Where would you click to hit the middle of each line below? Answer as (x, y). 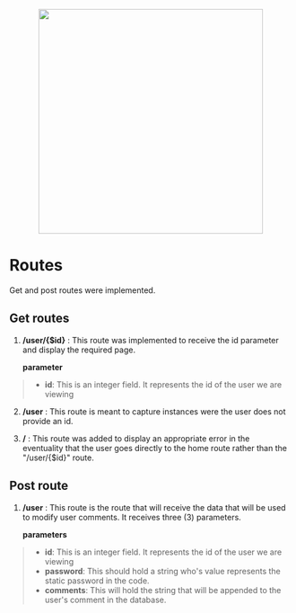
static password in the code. (97, 581)
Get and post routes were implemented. (83, 290)
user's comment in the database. (105, 600)
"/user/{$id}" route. (58, 458)
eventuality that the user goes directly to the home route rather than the (154, 448)
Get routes (39, 319)
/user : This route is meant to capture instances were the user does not (154, 411)
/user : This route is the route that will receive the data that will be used (154, 507)
